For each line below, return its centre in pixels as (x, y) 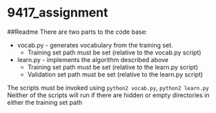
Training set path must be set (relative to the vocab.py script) (114, 52)
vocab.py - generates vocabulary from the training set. (95, 45)
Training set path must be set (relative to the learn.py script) (113, 67)
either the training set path (45, 102)
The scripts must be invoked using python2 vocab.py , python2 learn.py (108, 88)
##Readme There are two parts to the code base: (77, 32)
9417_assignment (58, 13)
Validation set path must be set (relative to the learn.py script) (115, 74)
